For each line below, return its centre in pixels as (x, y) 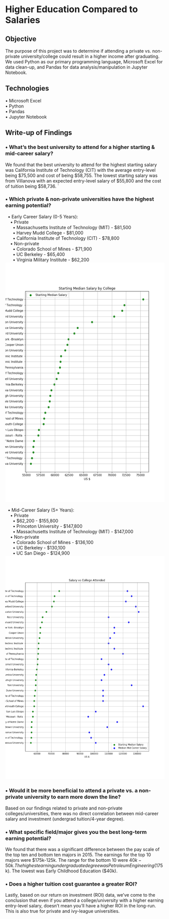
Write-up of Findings (39, 133)
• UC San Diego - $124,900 (41, 553)
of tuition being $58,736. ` (32, 186)
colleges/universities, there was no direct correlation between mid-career (82, 813)
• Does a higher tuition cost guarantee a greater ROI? (71, 884)
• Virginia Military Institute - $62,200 (51, 260)
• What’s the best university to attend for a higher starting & (80, 147)
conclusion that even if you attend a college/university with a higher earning (85, 900)
